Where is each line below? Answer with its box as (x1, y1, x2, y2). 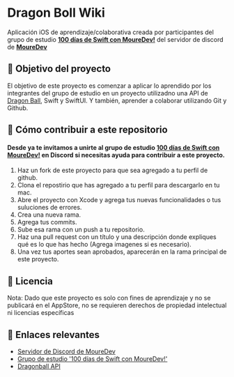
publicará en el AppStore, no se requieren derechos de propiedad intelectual (7, 301, 227, 309)
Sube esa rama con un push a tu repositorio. (17, 225, 145, 234)
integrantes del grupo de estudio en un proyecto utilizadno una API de (7, 89, 208, 97)
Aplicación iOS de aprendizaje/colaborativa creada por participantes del (7, 28, 214, 36)
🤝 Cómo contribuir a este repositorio (7, 124, 169, 136)
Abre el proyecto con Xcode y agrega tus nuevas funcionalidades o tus (17, 196, 221, 204)
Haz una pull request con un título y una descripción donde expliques (17, 233, 217, 241)
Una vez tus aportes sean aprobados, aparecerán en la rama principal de (17, 247, 228, 256)
